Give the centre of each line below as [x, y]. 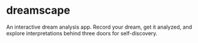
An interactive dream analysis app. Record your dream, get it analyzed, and [99, 27]
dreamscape [38, 10]
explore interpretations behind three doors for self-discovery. [82, 33]
